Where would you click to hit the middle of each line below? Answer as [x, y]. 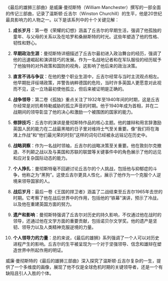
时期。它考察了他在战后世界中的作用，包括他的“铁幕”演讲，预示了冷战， [87, 198]
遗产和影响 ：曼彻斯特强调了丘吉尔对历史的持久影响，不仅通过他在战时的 [87, 215]
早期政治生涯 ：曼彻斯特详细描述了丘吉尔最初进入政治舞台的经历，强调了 [87, 53]
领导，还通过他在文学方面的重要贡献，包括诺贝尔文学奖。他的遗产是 [83, 221]
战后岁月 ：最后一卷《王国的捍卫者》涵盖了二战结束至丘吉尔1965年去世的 [88, 192]
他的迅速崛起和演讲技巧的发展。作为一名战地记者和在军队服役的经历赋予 [87, 60]
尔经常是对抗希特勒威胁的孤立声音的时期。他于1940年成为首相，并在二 [86, 106]
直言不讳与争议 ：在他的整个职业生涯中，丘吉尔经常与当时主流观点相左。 [87, 76]
